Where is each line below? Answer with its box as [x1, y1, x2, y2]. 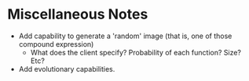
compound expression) [18, 39, 94, 48]
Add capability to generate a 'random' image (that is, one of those [18, 31, 233, 40]
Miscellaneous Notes [7, 5, 148, 23]
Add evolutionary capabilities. [18, 64, 115, 73]
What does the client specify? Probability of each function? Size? [30, 48, 241, 57]
